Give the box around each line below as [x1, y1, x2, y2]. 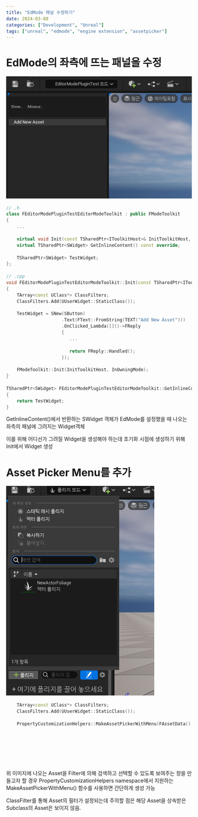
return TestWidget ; [16, 398, 65, 404]
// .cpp [6, 273, 25, 280]
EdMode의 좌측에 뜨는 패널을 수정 [6, 56, 162, 70]
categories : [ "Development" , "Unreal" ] [6, 22, 104, 28]
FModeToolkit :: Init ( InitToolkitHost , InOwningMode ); [16, 367, 149, 373]
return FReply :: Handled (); [69, 348, 136, 354]
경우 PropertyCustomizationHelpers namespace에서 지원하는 [28, 777, 174, 785]
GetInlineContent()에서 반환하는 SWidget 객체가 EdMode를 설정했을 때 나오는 [6, 416, 187, 423]
